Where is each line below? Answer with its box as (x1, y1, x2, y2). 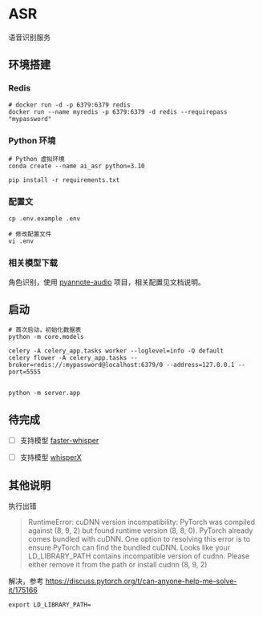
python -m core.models (8, 333, 84, 341)
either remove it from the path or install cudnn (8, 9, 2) (27, 560, 208, 570)
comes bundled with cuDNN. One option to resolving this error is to (27, 534, 251, 544)
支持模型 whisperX (19, 453, 82, 462)
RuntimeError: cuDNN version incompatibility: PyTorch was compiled (27, 518, 255, 527)
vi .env (8, 237, 34, 245)
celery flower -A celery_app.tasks (8, 354, 127, 362)
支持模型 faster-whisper (19, 436, 99, 446)
